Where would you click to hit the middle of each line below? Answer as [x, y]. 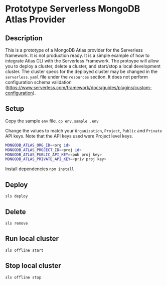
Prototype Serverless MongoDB [73, 9]
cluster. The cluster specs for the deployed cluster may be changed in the [81, 72]
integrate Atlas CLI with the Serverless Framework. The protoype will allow [82, 61]
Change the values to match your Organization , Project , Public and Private [83, 130]
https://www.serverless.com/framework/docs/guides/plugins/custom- [79, 88]
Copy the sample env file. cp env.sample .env [52, 121]
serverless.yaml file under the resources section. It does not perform [76, 77]
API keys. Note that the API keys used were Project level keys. [69, 136]
